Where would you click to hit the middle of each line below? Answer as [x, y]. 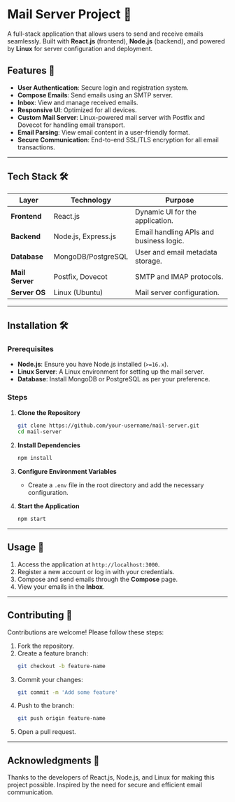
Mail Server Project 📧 [70, 14]
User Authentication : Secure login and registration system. [103, 88]
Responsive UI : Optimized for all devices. [77, 110]
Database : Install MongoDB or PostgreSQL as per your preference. [114, 379]
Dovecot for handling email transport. [71, 125]
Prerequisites [30, 348]
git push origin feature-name [62, 719]
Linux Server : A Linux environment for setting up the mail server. [111, 372]
